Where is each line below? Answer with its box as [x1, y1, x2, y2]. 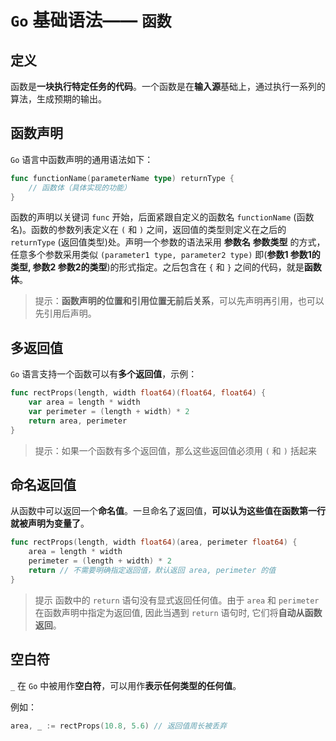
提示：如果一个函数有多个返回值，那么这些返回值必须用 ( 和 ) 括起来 [34, 444, 317, 456]
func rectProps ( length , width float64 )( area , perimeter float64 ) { [10, 537, 298, 548]
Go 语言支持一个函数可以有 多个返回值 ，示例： [10, 368, 198, 380]
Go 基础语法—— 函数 [10, 9, 172, 32]
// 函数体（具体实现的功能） [28, 182, 132, 193]
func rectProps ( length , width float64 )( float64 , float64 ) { [10, 388, 267, 398]
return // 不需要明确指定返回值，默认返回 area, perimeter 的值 [28, 566, 277, 576]
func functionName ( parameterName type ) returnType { [10, 173, 235, 183]
